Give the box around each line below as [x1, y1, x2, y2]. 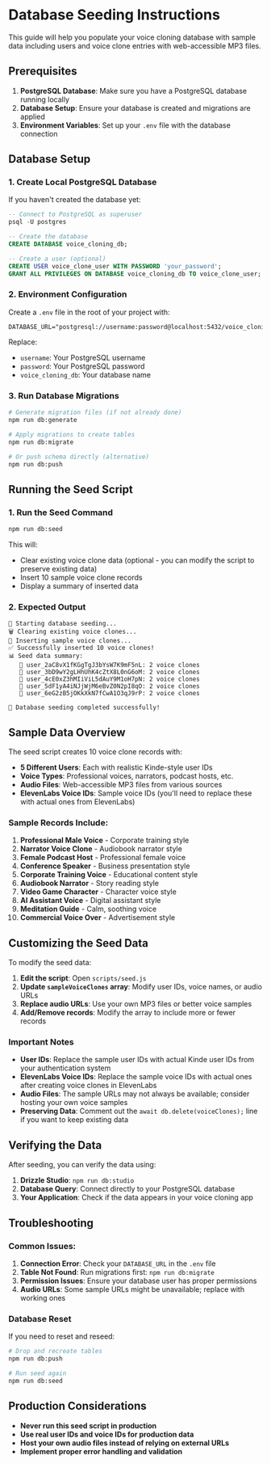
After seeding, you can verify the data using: [8, 1160, 156, 1170]
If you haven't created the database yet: [8, 195, 141, 205]
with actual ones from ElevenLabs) [19, 797, 135, 807]
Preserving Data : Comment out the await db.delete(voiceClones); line [19, 1106, 258, 1116]
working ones [19, 1293, 66, 1302]
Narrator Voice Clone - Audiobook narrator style [19, 844, 183, 854]
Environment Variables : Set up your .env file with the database [19, 120, 231, 130]
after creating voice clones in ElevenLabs [19, 1081, 157, 1091]
